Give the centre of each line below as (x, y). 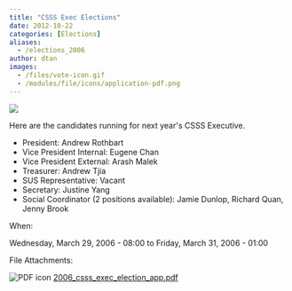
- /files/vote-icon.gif (61, 75)
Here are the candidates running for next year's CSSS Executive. (127, 125)
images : (24, 67)
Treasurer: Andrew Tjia (64, 170)
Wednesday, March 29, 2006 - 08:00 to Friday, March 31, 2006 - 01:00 (139, 243)
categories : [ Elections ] (55, 34)
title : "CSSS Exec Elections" (65, 17)
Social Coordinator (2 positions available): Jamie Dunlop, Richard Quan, (153, 199)
